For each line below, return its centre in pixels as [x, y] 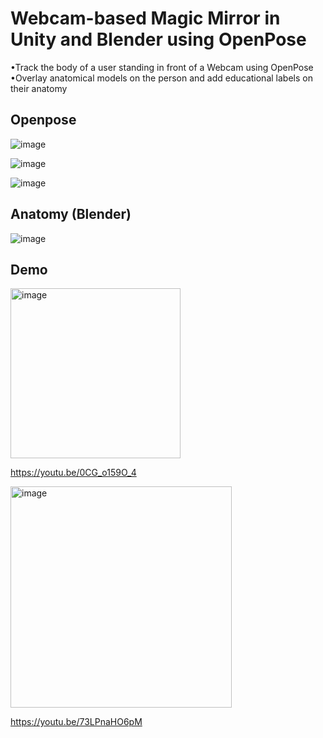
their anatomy [39, 88]
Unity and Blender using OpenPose [158, 39]
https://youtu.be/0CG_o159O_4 [73, 473]
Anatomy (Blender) [71, 214]
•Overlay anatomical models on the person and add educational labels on [161, 78]
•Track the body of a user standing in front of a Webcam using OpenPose [162, 67]
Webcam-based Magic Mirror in [145, 18]
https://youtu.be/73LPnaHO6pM [76, 722]
